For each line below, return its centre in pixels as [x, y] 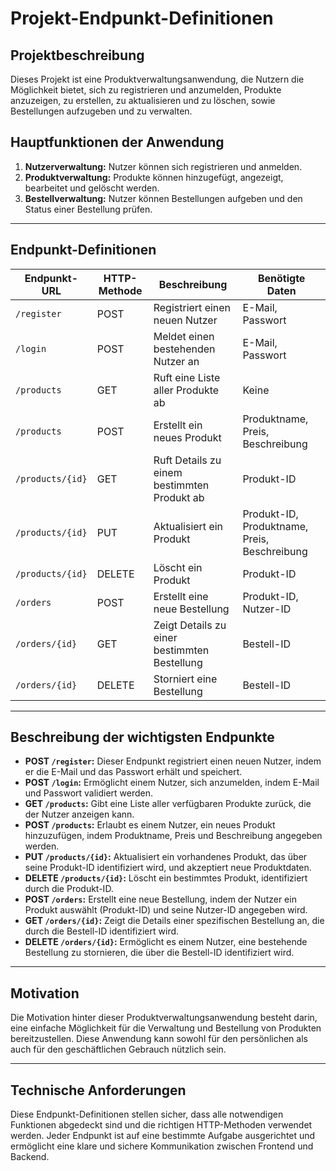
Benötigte [281, 278]
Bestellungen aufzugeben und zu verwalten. [101, 111]
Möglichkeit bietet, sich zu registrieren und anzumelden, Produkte [146, 90]
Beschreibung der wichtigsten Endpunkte [142, 737]
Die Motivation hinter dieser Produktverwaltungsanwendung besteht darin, [164, 1018]
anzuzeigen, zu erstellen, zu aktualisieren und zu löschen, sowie [143, 100]
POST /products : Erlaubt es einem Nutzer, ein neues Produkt [150, 825]
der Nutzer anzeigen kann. [79, 814]
